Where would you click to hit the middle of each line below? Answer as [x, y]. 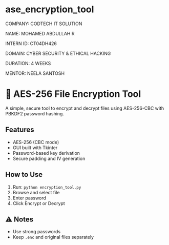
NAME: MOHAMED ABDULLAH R [40, 33]
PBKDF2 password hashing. [35, 113]
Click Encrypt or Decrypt [39, 203]
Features [20, 130]
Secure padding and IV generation [49, 158]
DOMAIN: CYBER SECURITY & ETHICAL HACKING [58, 53]
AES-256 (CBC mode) [36, 142]
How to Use [24, 175]
